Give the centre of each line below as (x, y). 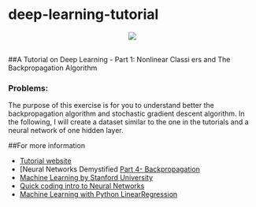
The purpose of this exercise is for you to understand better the (111, 105)
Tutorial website (46, 161)
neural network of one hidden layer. (66, 131)
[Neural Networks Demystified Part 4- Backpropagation (110, 169)
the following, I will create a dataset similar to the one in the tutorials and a (129, 122)
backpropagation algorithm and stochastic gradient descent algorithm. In (127, 114)
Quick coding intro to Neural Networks (82, 186)
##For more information (46, 146)
